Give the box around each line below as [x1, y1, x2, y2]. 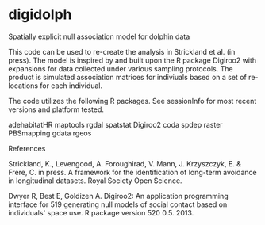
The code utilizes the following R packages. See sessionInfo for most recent [8, 96, 257, 105]
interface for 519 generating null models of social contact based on [8, 200, 228, 209]
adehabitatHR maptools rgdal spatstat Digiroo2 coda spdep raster [8, 120, 224, 129]
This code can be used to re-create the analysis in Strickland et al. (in [8, 47, 236, 56]
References [8, 143, 46, 153]
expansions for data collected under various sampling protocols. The [8, 63, 233, 73]
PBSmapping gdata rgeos [8, 128, 92, 138]
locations [8, 81, 38, 90]
